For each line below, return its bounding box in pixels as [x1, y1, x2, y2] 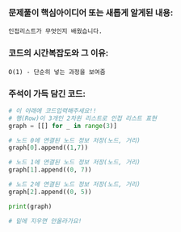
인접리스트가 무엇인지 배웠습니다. [8, 27, 103, 35]
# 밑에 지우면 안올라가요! [8, 217, 82, 225]
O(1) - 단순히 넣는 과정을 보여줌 [8, 68, 106, 76]
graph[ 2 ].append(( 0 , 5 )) [8, 188, 92, 196]
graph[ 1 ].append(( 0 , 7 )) [8, 166, 92, 174]
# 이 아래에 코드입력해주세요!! [8, 106, 97, 114]
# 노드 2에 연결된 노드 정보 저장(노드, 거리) [8, 180, 141, 188]
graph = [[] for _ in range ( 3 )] [8, 122, 117, 130]
